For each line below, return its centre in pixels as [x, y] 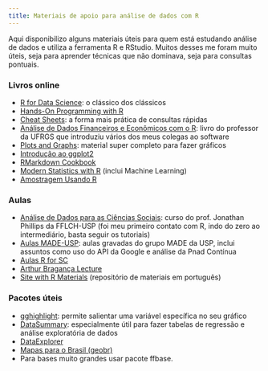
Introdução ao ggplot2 [57, 153]
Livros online [34, 85]
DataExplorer [42, 341]
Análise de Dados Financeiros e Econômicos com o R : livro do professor [139, 128]
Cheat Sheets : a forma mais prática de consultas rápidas [114, 119]
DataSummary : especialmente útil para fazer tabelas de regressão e [132, 324]
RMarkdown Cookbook [58, 162]
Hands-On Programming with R [72, 111]
